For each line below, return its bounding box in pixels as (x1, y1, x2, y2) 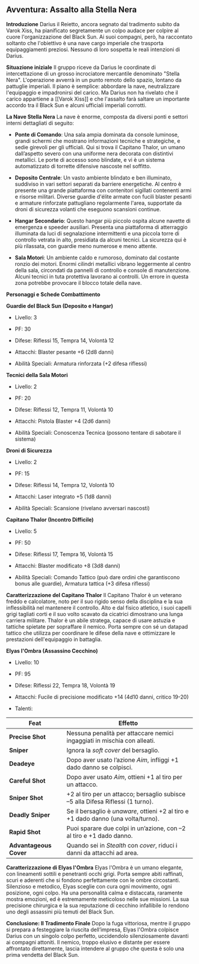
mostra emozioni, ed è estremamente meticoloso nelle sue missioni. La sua (6, 895, 190, 903)
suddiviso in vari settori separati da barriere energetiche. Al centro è (14, 180, 182, 187)
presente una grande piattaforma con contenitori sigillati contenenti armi (14, 187, 191, 194)
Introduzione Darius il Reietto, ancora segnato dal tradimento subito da (6, 20, 180, 27)
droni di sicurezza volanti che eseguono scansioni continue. (14, 205, 161, 213)
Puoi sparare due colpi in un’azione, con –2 (66, 824, 186, 832)
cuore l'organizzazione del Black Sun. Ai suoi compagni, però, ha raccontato (6, 33, 192, 40)
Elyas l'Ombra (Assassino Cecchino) (6, 647, 98, 654)
